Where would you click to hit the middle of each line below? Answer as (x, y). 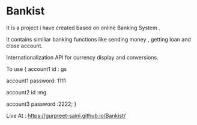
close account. (25, 46)
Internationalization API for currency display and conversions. (82, 57)
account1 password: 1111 (36, 81)
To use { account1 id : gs (37, 69)
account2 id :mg (26, 92)
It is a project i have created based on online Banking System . (83, 28)
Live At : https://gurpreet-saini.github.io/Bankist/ (66, 115)
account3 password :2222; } (41, 104)
